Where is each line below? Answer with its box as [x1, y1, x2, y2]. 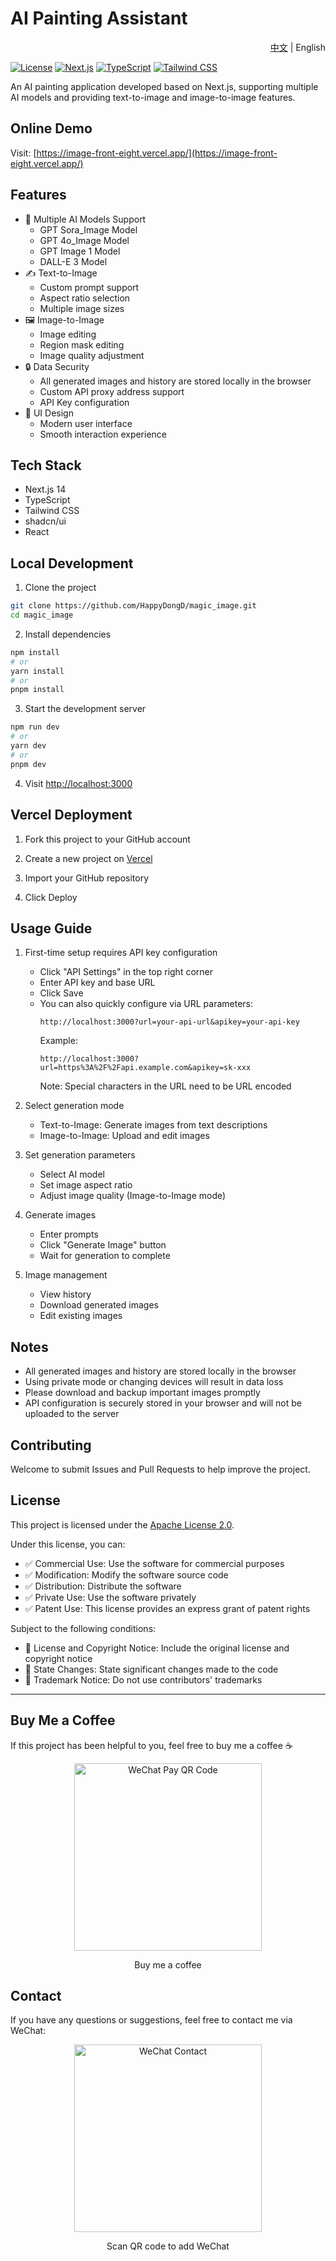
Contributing [10, 1437, 92, 1454]
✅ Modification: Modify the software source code [24, 1568, 229, 1581]
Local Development [10, 555, 134, 572]
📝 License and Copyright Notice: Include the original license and [24, 1642, 290, 1654]
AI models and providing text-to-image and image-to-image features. [10, 91, 296, 103]
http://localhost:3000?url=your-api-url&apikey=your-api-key [39, 1017, 300, 1027]
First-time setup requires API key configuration [24, 947, 218, 959]
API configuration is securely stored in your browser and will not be [24, 1397, 303, 1409]
